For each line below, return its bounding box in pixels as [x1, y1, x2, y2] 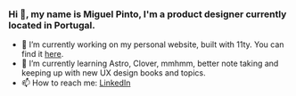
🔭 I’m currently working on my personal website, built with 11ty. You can [21, 39, 284, 50]
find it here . [21, 49, 64, 60]
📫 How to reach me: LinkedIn [21, 77, 131, 88]
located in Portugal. [8, 19, 95, 31]
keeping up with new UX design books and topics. [21, 68, 206, 78]
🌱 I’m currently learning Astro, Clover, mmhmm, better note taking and [21, 58, 279, 69]
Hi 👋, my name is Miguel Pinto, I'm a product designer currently [8, 8, 287, 20]
